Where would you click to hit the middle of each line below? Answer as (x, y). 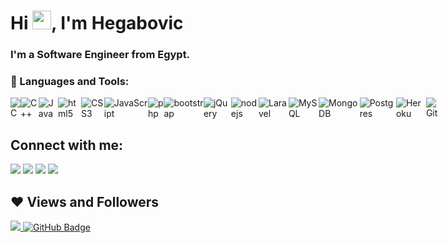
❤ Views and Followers (85, 201)
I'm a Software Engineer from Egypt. (100, 55)
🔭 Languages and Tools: (70, 82)
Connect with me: (67, 145)
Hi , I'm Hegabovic (97, 23)
